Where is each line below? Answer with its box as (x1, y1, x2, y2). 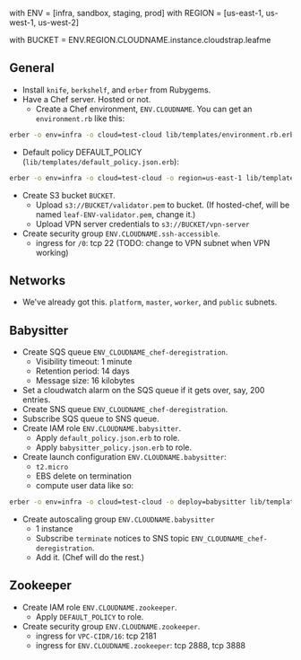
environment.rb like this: (35, 112, 125, 124)
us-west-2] (38, 17, 79, 28)
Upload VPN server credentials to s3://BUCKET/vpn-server (35, 218, 250, 229)
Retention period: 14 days (35, 365, 130, 376)
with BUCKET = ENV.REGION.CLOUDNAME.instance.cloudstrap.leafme (9, 35, 271, 45)
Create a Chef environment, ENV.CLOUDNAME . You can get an (35, 103, 253, 114)
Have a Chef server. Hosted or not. (21, 93, 151, 104)
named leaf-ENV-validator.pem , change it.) (35, 208, 196, 219)
